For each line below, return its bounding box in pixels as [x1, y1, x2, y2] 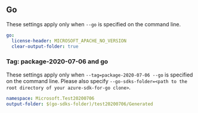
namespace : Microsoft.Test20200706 [6, 95, 95, 101]
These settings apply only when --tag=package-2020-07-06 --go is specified [6, 71, 193, 78]
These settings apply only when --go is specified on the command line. [6, 20, 181, 28]
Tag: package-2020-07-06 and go [6, 57, 109, 66]
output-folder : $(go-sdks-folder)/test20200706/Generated [6, 101, 153, 107]
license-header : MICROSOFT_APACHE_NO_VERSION [11, 38, 127, 44]
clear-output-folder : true [11, 43, 79, 50]
